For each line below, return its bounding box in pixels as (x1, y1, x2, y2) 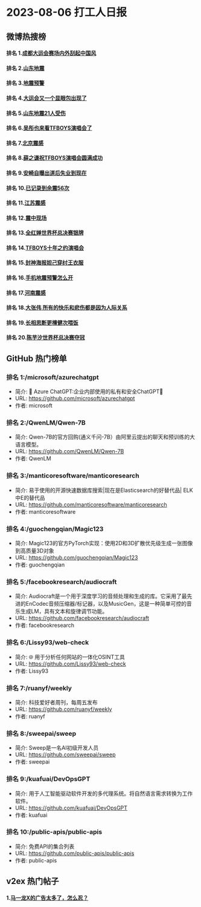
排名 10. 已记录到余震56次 (6, 184, 69, 191)
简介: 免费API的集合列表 (14, 842, 75, 850)
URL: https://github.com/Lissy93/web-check (14, 660, 126, 667)
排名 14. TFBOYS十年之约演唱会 (6, 244, 85, 251)
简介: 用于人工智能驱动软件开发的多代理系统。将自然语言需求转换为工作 (14, 790, 193, 797)
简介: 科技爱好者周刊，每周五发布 (14, 698, 98, 706)
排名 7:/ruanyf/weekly (6, 684, 72, 692)
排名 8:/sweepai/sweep (6, 729, 77, 738)
